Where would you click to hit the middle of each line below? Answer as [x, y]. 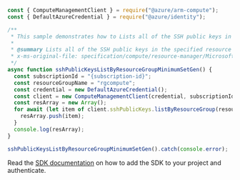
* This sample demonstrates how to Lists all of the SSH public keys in [121, 36]
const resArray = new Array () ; [60, 103]
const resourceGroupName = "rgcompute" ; [75, 83]
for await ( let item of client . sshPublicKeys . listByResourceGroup [115, 110]
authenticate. [27, 170]
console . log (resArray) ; [49, 129]
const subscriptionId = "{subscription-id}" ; [83, 76]
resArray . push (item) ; [52, 116]
